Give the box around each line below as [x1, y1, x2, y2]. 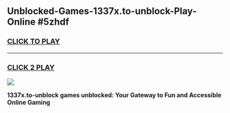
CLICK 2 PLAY [7, 62, 55, 72]
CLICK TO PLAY [7, 37, 60, 47]
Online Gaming [7, 98, 51, 106]
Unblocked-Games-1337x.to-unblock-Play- [7, 5, 197, 17]
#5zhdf [37, 16, 70, 28]
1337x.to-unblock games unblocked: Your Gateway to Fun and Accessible [7, 90, 222, 99]
